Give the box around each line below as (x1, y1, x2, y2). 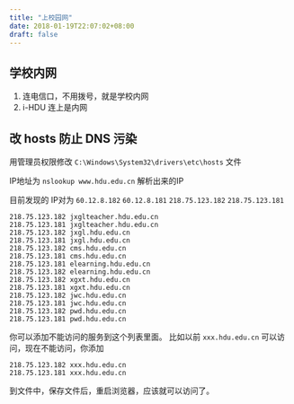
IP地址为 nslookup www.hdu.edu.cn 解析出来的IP (9, 176, 184, 186)
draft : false (9, 30, 58, 39)
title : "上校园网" (9, 13, 74, 22)
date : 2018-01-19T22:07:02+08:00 (9, 22, 135, 31)
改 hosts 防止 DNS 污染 (9, 131, 138, 146)
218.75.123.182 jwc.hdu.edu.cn (9, 291, 127, 300)
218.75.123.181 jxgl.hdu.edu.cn (9, 236, 130, 245)
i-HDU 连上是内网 (22, 102, 88, 113)
